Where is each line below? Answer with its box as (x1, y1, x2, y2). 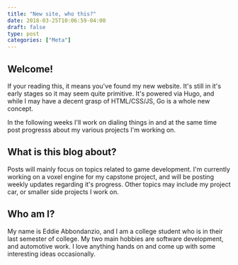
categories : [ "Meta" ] (7, 37, 72, 44)
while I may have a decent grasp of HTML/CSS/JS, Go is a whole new (7, 96, 210, 105)
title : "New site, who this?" (7, 10, 97, 18)
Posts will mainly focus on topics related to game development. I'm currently (7, 164, 230, 174)
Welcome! (7, 63, 53, 75)
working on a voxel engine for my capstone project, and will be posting (7, 172, 215, 181)
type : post (7, 30, 40, 38)
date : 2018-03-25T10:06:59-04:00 (7, 17, 106, 24)
